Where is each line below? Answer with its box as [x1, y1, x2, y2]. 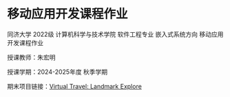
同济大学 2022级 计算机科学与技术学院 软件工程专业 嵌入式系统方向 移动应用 [7, 30, 224, 38]
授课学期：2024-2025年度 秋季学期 [7, 68, 108, 76]
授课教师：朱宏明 [7, 53, 56, 61]
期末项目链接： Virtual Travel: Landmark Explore [7, 82, 143, 90]
